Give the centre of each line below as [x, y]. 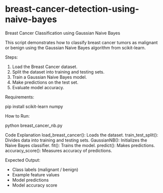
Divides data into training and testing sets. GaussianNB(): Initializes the [76, 140]
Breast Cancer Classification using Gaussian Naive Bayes [63, 33]
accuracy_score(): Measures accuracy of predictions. [59, 150]
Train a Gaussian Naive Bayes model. [49, 77]
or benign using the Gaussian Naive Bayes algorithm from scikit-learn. [75, 48]
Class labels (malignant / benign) [45, 169]
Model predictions [30, 180]
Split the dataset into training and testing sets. [58, 72]
